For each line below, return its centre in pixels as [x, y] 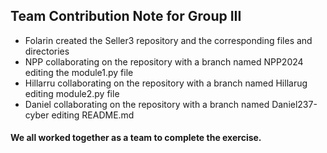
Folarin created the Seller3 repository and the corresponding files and [168, 40]
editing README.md [93, 115]
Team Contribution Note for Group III [126, 16]
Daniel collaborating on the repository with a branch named [147, 104]
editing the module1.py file [79, 72]
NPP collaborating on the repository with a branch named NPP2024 [164, 61]
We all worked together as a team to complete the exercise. [136, 138]
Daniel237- [294, 104]
